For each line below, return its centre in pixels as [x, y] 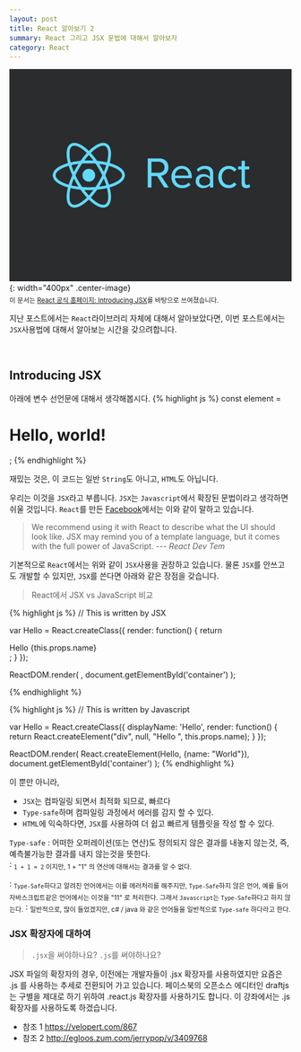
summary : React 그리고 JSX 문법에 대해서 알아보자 [93, 38]
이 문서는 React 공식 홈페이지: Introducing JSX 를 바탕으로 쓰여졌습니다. [114, 301]
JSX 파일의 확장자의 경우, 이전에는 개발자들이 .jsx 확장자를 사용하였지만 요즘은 [146, 974]
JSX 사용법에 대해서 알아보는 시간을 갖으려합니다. [93, 330]
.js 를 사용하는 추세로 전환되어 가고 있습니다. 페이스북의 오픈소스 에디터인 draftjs [149, 986]
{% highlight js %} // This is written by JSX [88, 613]
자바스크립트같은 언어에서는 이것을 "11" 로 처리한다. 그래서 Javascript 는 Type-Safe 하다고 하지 [146, 898]
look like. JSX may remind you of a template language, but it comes [155, 536]
